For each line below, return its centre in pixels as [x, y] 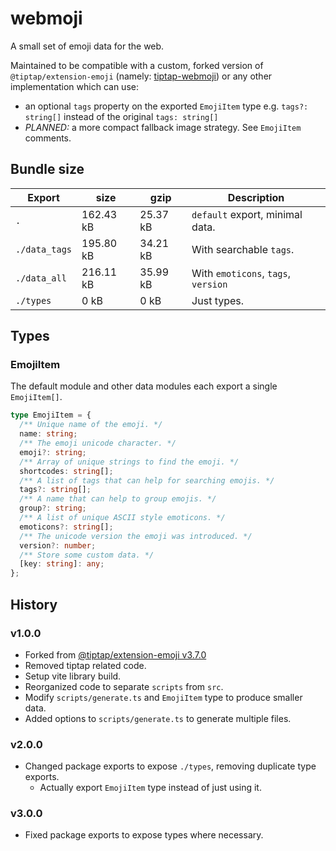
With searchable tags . [243, 249]
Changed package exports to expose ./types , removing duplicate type [170, 766]
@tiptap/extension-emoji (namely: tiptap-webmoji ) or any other [141, 76]
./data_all [41, 278]
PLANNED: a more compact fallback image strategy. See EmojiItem [163, 127]
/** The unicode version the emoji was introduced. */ [136, 536]
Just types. [218, 300]
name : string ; [48, 434]
